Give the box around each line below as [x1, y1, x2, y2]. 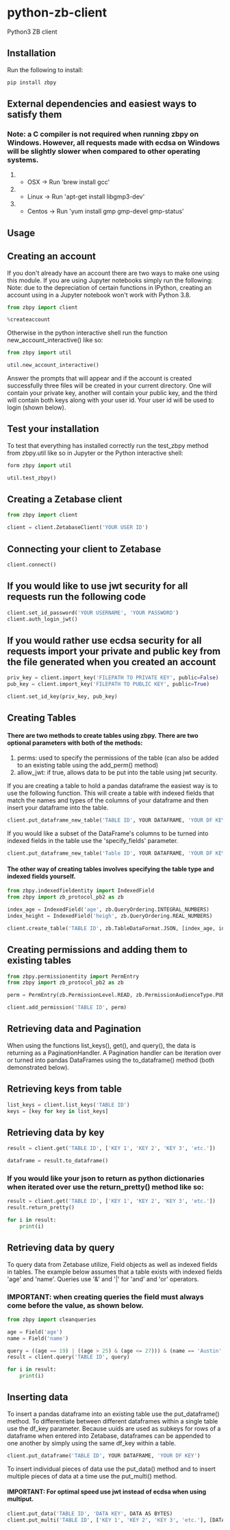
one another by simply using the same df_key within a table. [7, 1439, 177, 1447]
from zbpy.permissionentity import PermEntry [7, 973, 139, 980]
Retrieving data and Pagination [7, 1023, 142, 1035]
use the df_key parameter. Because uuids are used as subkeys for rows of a [7, 1424, 221, 1432]
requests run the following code [7, 591, 146, 603]
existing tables [7, 955, 72, 967]
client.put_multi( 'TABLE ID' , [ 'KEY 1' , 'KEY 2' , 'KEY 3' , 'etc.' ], [7, 1516, 207, 1523]
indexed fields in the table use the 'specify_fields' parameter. [7, 837, 179, 845]
